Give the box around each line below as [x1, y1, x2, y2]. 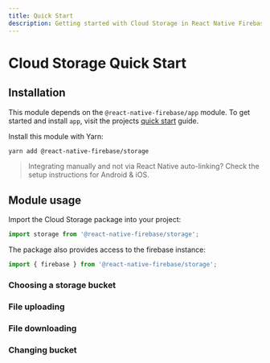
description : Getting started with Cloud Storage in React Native [8, 19, 235, 27]
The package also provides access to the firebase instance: [8, 245, 207, 254]
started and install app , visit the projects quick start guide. [8, 116, 199, 126]
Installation [8, 86, 66, 100]
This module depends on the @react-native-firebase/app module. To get [8, 107, 251, 117]
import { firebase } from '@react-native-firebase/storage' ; [8, 261, 218, 269]
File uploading [8, 301, 65, 312]
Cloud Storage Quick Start [8, 54, 187, 72]
